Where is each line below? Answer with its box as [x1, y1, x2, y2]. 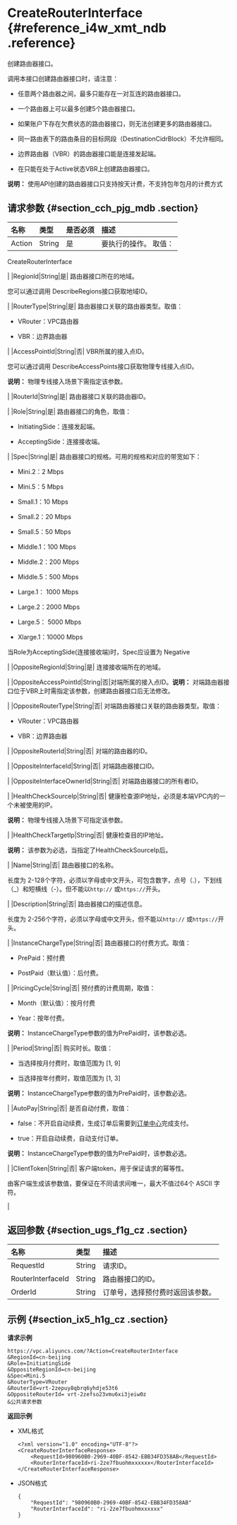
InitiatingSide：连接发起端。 [17, 422, 99, 431]
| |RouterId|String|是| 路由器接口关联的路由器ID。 [7, 392, 150, 400]
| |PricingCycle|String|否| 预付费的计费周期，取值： [7, 983, 156, 992]
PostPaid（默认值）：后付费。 [17, 968, 102, 977]
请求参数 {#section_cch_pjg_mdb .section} [7, 202, 199, 214]
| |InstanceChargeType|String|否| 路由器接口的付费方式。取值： [7, 939, 192, 947]
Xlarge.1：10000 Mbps [17, 632, 83, 641]
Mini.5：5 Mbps [17, 482, 64, 491]
